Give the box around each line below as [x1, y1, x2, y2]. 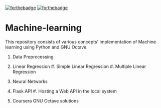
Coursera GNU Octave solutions [12, 97, 79, 103]
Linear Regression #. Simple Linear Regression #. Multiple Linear [12, 63, 146, 69]
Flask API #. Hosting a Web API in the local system [12, 88, 117, 94]
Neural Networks [12, 78, 48, 84]
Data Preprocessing [12, 53, 54, 59]
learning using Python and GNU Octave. [5, 44, 88, 50]
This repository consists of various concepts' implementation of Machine [5, 38, 156, 44]
